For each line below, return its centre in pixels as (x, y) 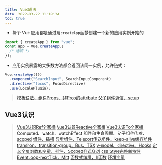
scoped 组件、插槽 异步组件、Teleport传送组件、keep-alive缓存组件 (84, 139)
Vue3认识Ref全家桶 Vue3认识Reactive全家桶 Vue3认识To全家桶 (80, 127)
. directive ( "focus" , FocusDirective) (47, 83)
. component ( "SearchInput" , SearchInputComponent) (60, 79)
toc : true (15, 18)
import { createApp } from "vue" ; (40, 42)
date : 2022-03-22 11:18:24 (32, 14)
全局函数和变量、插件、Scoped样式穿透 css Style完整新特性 (81, 151)
